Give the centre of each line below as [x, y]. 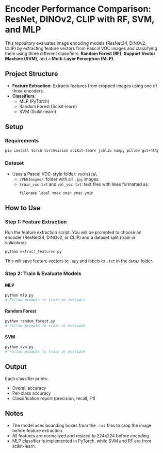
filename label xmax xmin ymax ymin [56, 193]
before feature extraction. [38, 430]
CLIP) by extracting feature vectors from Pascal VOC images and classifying [81, 48]
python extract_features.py [33, 252]
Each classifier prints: [27, 379]
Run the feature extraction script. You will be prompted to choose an [73, 233]
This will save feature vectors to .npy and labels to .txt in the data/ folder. [79, 261]
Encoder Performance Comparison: [78, 9]
